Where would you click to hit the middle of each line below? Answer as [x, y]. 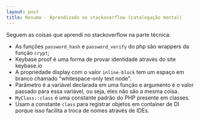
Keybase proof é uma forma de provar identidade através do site [95, 59]
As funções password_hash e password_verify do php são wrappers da [102, 46]
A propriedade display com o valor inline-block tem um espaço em [99, 72]
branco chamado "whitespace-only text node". [73, 78]
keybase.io [28, 65]
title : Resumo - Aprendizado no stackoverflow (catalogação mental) [94, 17]
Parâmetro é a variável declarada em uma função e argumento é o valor [104, 84]
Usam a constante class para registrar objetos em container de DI [97, 104]
